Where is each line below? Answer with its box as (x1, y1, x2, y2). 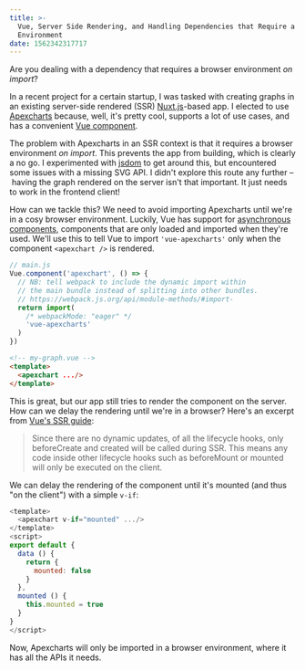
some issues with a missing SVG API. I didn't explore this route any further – (9, 167, 294, 178)
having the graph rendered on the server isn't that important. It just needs (11, 177, 288, 188)
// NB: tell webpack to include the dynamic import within (17, 277, 247, 287)
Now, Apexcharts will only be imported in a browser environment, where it (9, 642, 287, 653)
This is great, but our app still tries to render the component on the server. (9, 395, 288, 406)
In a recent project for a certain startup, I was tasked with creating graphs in (9, 91, 295, 102)
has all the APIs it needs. (9, 652, 102, 663)
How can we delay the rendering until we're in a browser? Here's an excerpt (9, 405, 294, 416)
